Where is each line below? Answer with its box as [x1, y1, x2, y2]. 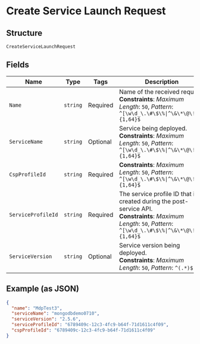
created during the [118, 197, 171, 205]
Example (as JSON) [6, 284, 79, 294]
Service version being [118, 241, 180, 249]
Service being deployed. [118, 124, 187, 132]
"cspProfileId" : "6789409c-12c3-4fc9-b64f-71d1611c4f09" [11, 327, 156, 333]
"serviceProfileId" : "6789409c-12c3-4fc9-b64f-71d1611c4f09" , [11, 322, 169, 328]
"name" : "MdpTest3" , [11, 305, 62, 311]
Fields [6, 60, 30, 70]
